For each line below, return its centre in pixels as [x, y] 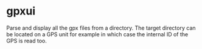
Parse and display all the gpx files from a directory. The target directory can [101, 28]
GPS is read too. [26, 41]
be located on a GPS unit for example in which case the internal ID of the [97, 34]
